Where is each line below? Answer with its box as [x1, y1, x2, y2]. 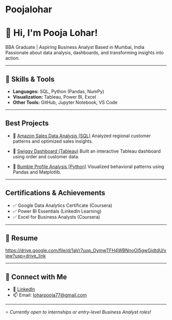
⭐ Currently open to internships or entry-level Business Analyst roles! [5, 309, 152, 315]
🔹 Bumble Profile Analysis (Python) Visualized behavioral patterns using [12, 163, 165, 170]
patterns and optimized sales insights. [12, 138, 93, 144]
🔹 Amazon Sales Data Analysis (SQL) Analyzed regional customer [12, 133, 151, 139]
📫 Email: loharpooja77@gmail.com [12, 292, 87, 298]
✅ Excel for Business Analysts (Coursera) [12, 214, 100, 220]
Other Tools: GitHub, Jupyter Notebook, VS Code [12, 99, 118, 105]
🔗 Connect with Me [5, 272, 68, 281]
